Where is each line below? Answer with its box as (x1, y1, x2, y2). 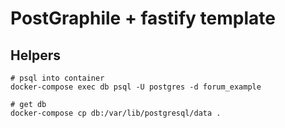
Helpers (10, 47, 61, 64)
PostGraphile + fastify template (10, 7, 276, 30)
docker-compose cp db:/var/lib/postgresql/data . (10, 108, 222, 118)
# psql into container (10, 73, 105, 83)
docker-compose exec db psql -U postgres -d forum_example (10, 82, 262, 92)
